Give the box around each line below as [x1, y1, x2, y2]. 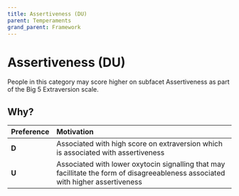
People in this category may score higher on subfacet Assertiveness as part [7, 77, 230, 86]
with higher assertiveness [56, 177, 142, 187]
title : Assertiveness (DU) [7, 10, 87, 18]
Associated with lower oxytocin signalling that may [56, 159, 225, 169]
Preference [11, 127, 50, 137]
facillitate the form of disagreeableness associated [56, 168, 225, 178]
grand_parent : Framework [7, 23, 81, 31]
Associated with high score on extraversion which [56, 139, 223, 149]
